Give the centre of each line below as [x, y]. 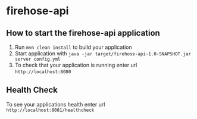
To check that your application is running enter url [76, 65]
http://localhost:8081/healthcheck [50, 110]
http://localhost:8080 [43, 72]
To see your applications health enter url [56, 104]
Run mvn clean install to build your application [73, 47]
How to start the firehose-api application [83, 33]
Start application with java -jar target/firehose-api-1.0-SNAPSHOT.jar [103, 54]
